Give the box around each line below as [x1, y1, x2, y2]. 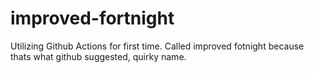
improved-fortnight [10, 7, 175, 30]
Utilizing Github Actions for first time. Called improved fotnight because [10, 40, 305, 52]
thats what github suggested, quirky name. [10, 50, 187, 62]
